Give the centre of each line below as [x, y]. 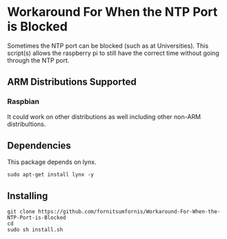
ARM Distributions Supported [72, 82]
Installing [28, 196]
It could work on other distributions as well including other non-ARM [104, 116]
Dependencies [39, 146]
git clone [21, 212]
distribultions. [27, 124]
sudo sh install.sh [35, 230]
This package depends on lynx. [52, 162]
